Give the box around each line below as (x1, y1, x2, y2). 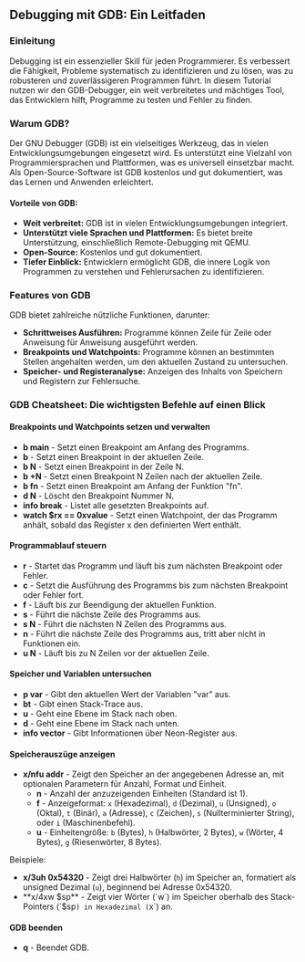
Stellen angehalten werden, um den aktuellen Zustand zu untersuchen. (22, 356, 289, 368)
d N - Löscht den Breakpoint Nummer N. (22, 490, 175, 501)
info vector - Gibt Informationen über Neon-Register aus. (22, 727, 239, 738)
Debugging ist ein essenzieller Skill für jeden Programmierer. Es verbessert (9, 55, 290, 67)
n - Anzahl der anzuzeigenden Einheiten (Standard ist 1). (36, 789, 249, 800)
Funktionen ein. (22, 638, 81, 649)
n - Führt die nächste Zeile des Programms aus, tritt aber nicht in (22, 628, 266, 639)
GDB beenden (9, 922, 64, 933)
